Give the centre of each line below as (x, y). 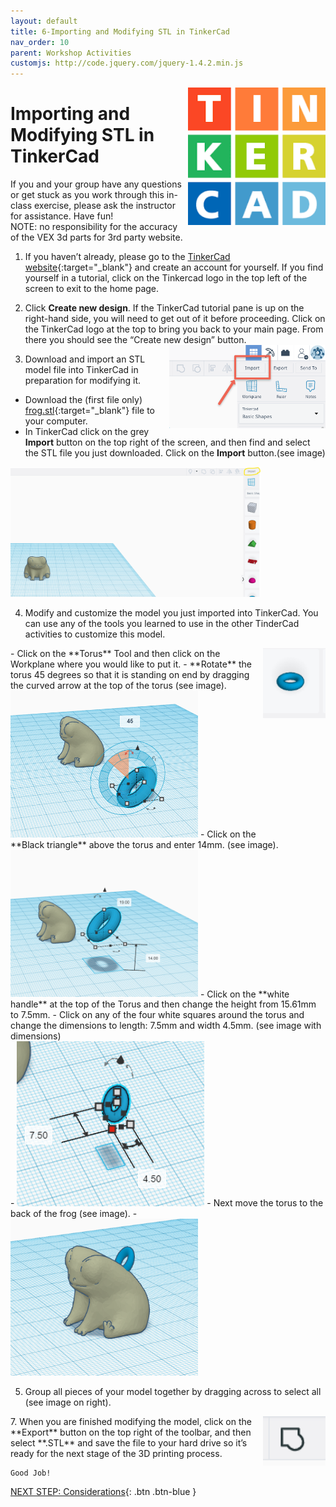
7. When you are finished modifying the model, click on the (131, 1421)
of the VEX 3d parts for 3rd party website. (96, 237)
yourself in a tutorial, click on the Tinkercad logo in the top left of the (166, 278)
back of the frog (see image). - (74, 1214)
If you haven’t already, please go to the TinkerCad (127, 257)
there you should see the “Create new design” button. (135, 340)
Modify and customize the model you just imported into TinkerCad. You (171, 612)
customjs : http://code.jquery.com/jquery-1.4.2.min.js (127, 63)
